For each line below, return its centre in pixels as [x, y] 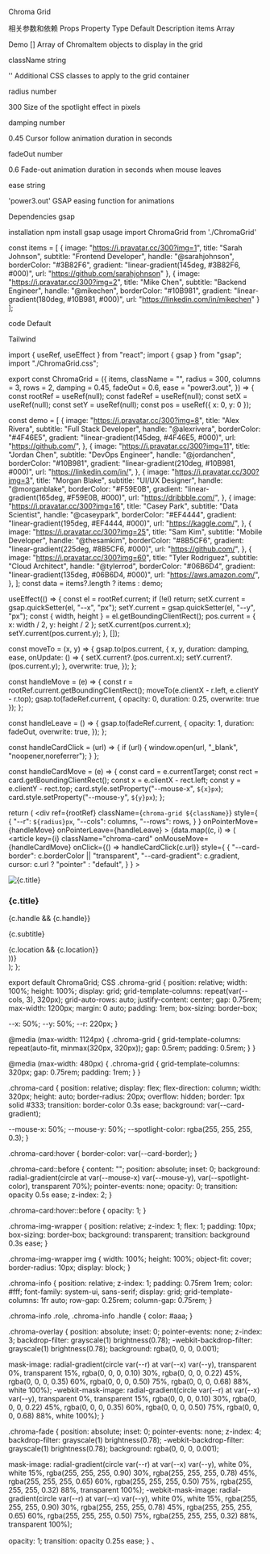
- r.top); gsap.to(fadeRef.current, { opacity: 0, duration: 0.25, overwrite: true [134, 699]
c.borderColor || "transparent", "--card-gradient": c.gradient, [139, 856]
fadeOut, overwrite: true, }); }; [58, 731]
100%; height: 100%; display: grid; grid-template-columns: [106, 991]
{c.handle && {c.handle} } [50, 919]
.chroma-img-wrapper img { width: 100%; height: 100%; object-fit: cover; [130, 1259]
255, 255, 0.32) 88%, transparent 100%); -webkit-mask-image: [113, 1490]
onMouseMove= [182, 838]
